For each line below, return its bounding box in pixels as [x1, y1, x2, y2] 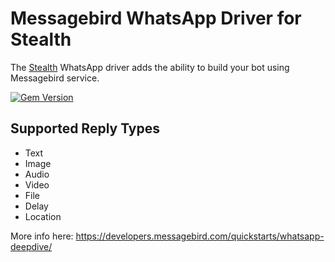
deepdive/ [10, 240, 53, 252]
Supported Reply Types [10, 120, 161, 137]
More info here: [10, 230, 74, 242]
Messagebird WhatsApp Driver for [10, 7, 302, 30]
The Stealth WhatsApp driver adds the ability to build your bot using [10, 61, 290, 73]
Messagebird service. [10, 72, 100, 84]
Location [24, 210, 62, 222]
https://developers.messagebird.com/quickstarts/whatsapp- [75, 230, 325, 242]
